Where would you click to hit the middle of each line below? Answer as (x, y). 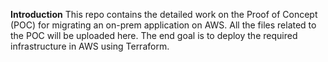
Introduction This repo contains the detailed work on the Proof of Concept (164, 14)
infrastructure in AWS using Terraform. (90, 46)
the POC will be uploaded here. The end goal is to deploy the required (154, 35)
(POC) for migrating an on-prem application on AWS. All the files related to (163, 25)
